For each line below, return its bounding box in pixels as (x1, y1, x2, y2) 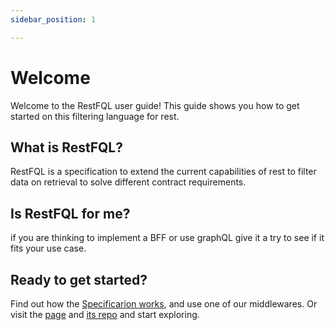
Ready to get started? (10, 271, 148, 288)
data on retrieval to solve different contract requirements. (10, 176, 247, 188)
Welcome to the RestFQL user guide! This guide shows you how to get (10, 99, 300, 111)
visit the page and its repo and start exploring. (10, 309, 200, 320)
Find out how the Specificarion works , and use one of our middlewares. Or (10, 298, 318, 310)
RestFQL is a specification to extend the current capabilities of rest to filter (10, 166, 317, 178)
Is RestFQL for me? (10, 205, 131, 222)
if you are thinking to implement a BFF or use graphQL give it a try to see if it (10, 232, 325, 244)
